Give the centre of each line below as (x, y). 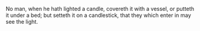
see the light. (22, 22)
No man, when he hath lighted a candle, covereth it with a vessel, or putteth (100, 9)
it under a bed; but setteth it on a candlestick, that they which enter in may (98, 15)
